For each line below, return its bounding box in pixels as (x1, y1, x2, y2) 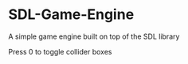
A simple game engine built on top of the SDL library (8, 32, 180, 41)
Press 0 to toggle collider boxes (8, 47, 112, 56)
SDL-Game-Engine (8, 6, 135, 24)
